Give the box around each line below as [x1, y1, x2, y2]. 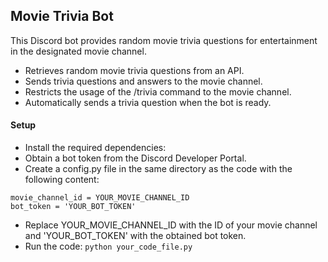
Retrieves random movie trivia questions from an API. [24, 64, 245, 76]
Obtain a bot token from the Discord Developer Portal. [24, 152, 247, 164]
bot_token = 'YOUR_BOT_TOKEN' [10, 202, 137, 212]
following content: [24, 174, 100, 186]
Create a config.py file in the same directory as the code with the [24, 163, 293, 175]
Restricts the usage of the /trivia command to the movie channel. [24, 85, 292, 98]
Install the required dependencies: [24, 142, 167, 154]
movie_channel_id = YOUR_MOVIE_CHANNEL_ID [10, 193, 190, 203]
